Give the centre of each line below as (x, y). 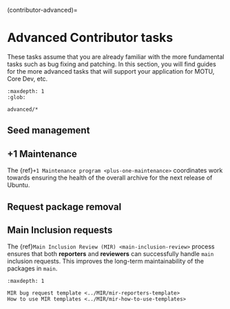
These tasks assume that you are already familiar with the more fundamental (116, 56)
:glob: (17, 97)
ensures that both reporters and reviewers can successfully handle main (111, 254)
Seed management (49, 130)
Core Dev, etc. (28, 78)
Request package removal (64, 207)
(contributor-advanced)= (42, 10)
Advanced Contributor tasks (90, 38)
